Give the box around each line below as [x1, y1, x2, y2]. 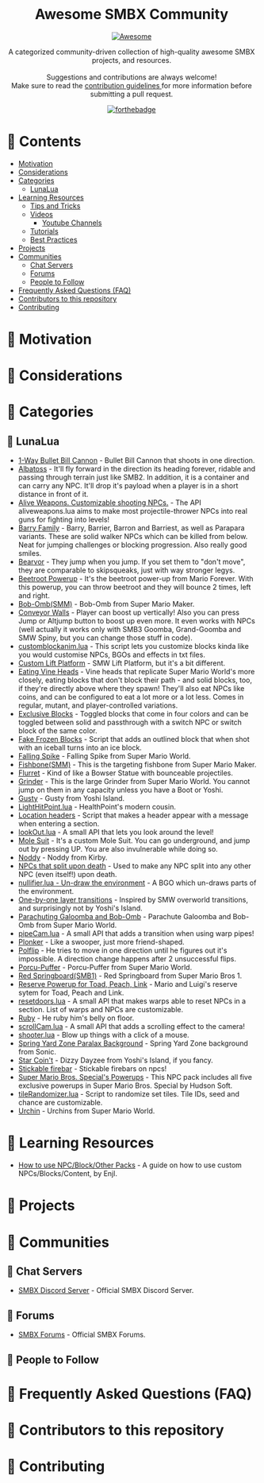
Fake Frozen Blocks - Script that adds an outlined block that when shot [17, 735, 250, 744]
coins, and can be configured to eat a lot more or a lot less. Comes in [17, 693, 244, 702]
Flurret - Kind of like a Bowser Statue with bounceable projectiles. [17, 768, 234, 778]
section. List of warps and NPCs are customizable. [17, 1005, 183, 1015]
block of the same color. [17, 726, 98, 736]
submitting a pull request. [90, 89, 174, 99]
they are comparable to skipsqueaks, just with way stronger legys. [17, 565, 235, 575]
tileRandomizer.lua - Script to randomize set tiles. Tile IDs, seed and [17, 1089, 240, 1099]
